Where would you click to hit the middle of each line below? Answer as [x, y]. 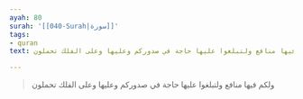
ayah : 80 [26, 18]
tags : [19, 34]
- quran [24, 43]
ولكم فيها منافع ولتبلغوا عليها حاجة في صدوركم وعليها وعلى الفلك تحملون [153, 85]
